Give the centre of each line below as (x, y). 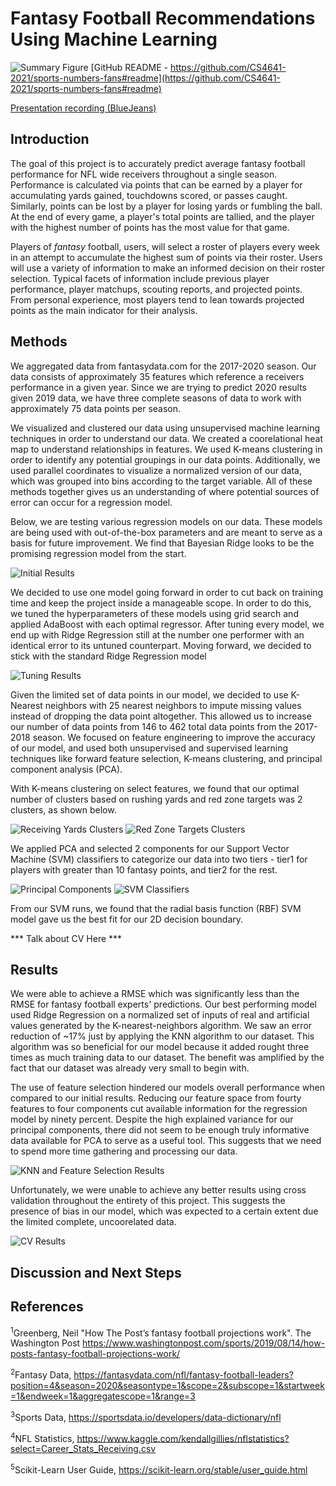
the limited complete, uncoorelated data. (93, 1222)
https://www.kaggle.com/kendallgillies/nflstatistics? (183, 1438)
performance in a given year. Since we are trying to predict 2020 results (159, 387)
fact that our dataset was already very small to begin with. (130, 1068)
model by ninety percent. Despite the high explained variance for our (152, 1119)
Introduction (50, 139)
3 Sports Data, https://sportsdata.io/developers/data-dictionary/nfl (146, 1416)
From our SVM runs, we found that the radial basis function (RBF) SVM (156, 908)
